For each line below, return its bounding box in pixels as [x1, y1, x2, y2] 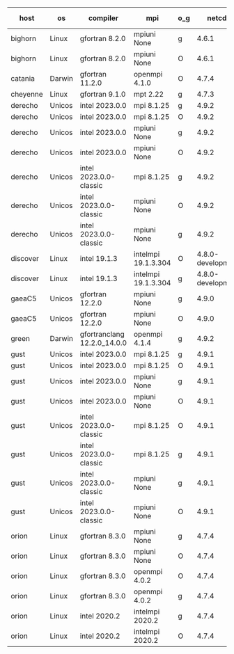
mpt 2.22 [133, 90, 164, 99]
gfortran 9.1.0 [79, 90, 126, 99]
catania [10, 74, 35, 83]
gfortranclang [79, 330, 125, 339]
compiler [88, 13, 119, 23]
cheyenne [10, 90, 43, 99]
